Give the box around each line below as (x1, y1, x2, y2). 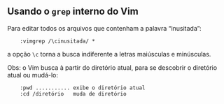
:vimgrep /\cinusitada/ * (20, 38, 96, 45)
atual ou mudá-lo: (7, 70, 58, 79)
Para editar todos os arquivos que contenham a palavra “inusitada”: (7, 24, 202, 32)
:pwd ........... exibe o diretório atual (20, 84, 146, 91)
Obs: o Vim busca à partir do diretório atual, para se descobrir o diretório (7, 63, 218, 72)
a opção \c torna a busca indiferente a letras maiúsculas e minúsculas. (7, 50, 211, 58)
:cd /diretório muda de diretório (20, 90, 127, 97)
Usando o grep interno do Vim (7, 6, 139, 17)
